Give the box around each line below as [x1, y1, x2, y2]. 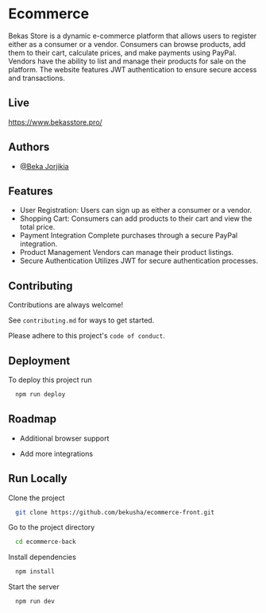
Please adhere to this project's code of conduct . [8, 331, 165, 341]
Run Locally [8, 472, 67, 485]
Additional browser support [19, 434, 110, 443]
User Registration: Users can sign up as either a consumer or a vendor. [19, 206, 253, 215]
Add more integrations [19, 449, 94, 458]
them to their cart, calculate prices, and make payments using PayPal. [8, 48, 237, 57]
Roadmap [8, 412, 57, 426]
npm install [15, 568, 56, 576]
